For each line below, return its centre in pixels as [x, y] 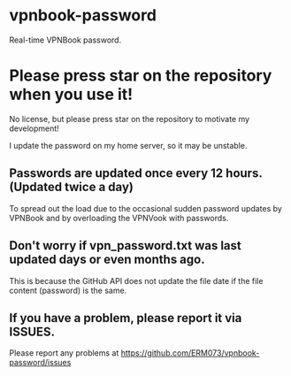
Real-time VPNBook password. [65, 40]
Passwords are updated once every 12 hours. [136, 173]
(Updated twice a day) [72, 187]
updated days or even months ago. [107, 260]
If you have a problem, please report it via [126, 318]
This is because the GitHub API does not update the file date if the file [136, 280]
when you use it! [71, 95]
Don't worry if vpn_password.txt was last [125, 246]
